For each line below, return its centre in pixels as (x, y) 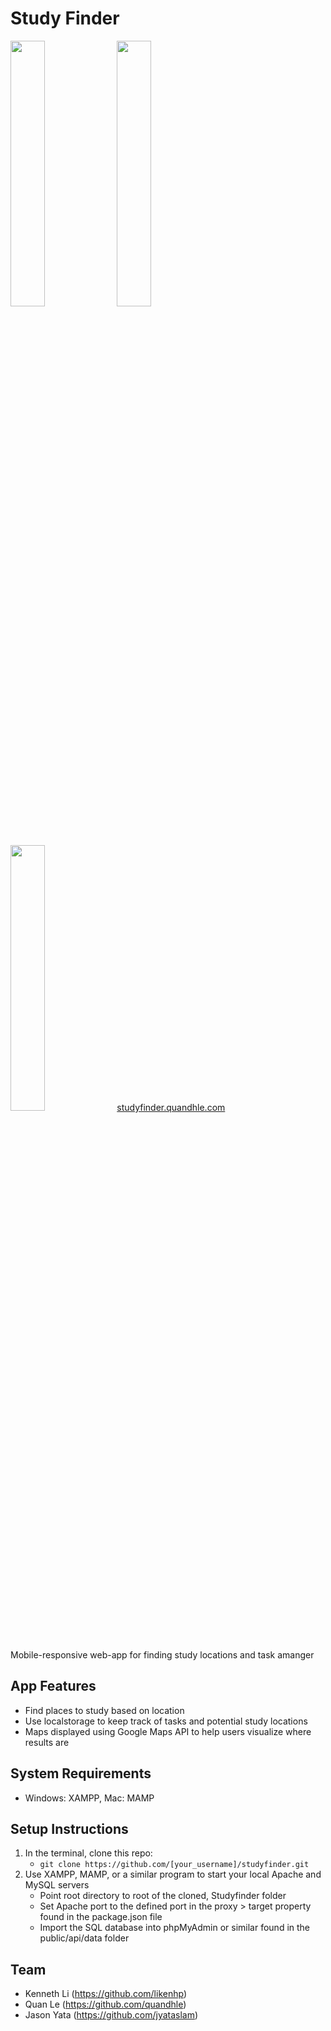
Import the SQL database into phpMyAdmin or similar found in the (175, 1928)
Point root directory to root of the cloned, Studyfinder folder (163, 1896)
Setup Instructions (69, 1828)
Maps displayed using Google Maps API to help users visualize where (168, 1731)
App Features (53, 1686)
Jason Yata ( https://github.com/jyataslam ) (111, 2015)
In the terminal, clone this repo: (88, 1853)
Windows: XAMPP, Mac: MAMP (89, 1798)
